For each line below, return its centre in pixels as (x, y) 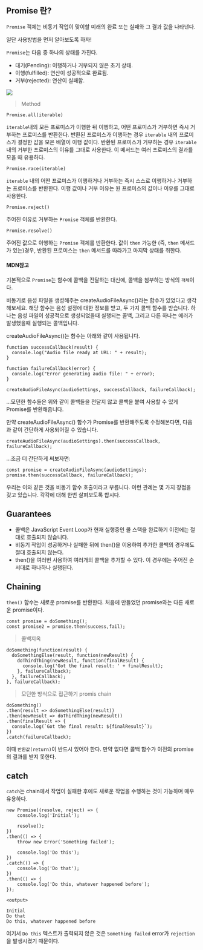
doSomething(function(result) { (47, 650)
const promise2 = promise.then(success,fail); (66, 626)
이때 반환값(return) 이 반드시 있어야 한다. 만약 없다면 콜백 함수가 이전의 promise (100, 749)
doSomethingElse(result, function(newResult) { (73, 655)
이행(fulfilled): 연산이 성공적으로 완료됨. (62, 73)
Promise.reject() (28, 207)
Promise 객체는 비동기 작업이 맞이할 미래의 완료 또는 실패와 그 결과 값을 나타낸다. (101, 27)
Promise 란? (29, 11)
